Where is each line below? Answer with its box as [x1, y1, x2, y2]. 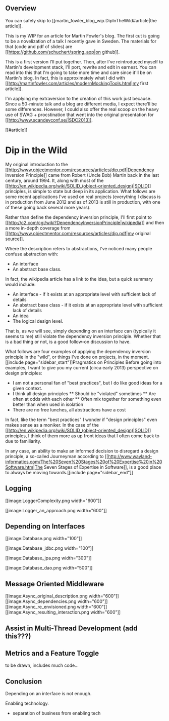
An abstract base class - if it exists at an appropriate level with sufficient [12, 301, 163, 308]
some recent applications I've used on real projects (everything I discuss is [5, 194, 161, 200]
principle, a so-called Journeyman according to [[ [5, 453, 108, 459]
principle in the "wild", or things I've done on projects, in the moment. [5, 354, 149, 360]
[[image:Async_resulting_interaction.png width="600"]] [5, 609, 121, 615]
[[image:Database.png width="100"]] [5, 536, 82, 542]
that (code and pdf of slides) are [5, 43, 73, 50]
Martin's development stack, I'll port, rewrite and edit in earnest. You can [5, 64, 156, 70]
